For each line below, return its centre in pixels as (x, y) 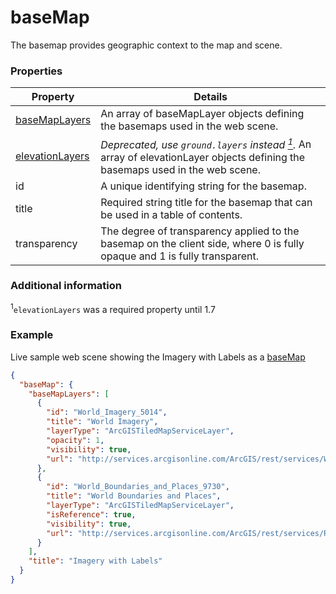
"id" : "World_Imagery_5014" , (107, 412)
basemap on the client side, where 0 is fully (202, 243)
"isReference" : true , (91, 514)
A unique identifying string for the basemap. (203, 186)
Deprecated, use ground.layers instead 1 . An (206, 143)
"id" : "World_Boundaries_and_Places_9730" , (138, 487)
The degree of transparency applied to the (200, 231)
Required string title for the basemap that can (206, 202)
